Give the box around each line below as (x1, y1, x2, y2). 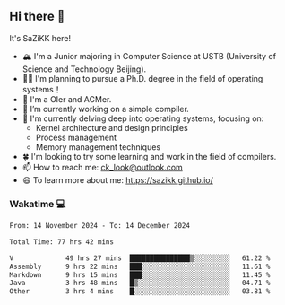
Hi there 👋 (9, 9, 65, 24)
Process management (35, 132, 117, 143)
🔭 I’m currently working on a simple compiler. (22, 103, 190, 114)
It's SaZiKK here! (9, 32, 72, 43)
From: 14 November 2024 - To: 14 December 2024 (9, 222, 191, 231)
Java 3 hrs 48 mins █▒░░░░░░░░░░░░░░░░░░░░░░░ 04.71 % (9, 279, 271, 288)
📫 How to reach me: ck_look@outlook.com (22, 161, 184, 172)
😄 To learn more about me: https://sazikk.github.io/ (22, 174, 213, 185)
